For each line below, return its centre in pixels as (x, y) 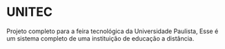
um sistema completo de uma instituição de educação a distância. (100, 38)
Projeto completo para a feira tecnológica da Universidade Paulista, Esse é (112, 31)
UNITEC (30, 12)
